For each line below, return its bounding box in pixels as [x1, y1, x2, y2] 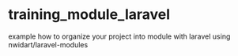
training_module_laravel [8, 6, 171, 24]
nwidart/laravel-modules [8, 39, 89, 49]
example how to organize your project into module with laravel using [8, 32, 231, 41]
